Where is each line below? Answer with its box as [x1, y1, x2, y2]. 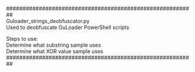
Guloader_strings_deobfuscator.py [6, 18, 90, 24]
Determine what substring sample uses [6, 41, 101, 48]
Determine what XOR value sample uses [6, 48, 104, 55]
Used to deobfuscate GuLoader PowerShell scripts [6, 24, 130, 31]
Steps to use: [6, 35, 38, 42]
